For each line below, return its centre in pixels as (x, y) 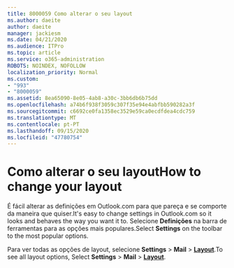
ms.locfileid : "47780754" (45, 137)
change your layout (65, 187)
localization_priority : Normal (53, 72)
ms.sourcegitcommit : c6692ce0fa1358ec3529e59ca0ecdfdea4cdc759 (101, 111)
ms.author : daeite (34, 20)
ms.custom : (23, 79)
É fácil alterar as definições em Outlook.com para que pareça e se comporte (117, 206)
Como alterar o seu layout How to (104, 172)
